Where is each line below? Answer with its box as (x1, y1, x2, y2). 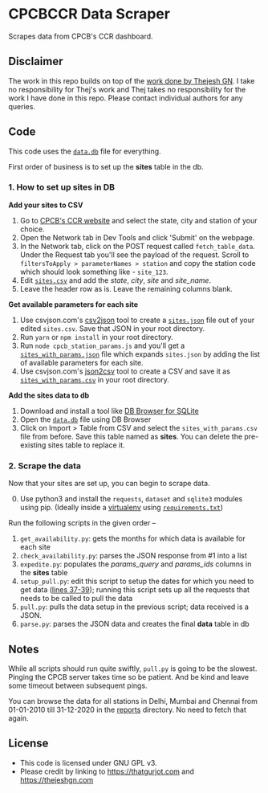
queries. (8, 101, 36, 111)
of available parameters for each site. (19, 358, 144, 367)
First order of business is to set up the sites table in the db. (8, 161, 204, 171)
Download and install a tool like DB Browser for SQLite (19, 406, 199, 415)
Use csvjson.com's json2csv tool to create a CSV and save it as (19, 366, 231, 376)
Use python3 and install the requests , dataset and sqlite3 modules (19, 494, 243, 504)
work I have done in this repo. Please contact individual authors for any (8, 93, 243, 103)
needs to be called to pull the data (19, 594, 133, 603)
